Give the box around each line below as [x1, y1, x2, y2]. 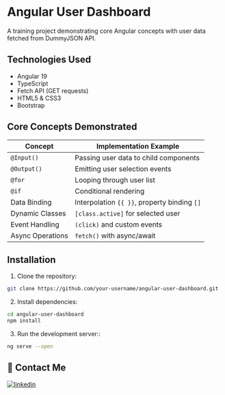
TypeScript [16, 79, 49, 88]
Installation [7, 254, 56, 266]
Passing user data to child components [75, 153, 200, 162]
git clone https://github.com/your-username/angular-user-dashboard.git [7, 285, 219, 292]
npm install [7, 318, 41, 324]
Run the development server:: [16, 330, 101, 337]
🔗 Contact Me [7, 362, 66, 374]
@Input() [10, 153, 39, 162]
